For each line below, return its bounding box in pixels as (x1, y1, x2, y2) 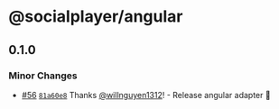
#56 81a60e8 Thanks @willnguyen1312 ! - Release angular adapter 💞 (21, 89, 272, 100)
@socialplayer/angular (8, 6, 183, 27)
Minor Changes (8, 69, 78, 82)
